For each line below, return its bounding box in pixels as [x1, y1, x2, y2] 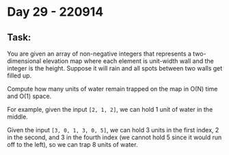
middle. [7, 112, 29, 121]
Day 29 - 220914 [7, 4, 104, 20]
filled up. [7, 71, 32, 80]
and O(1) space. [7, 92, 52, 100]
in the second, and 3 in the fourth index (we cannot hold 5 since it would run [7, 133, 222, 141]
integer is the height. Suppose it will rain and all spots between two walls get [7, 64, 223, 72]
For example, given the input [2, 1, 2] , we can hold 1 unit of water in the [7, 106, 213, 113]
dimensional [7, 57, 42, 65]
